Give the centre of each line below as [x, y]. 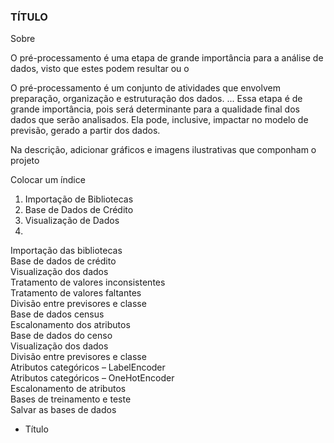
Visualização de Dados [72, 221]
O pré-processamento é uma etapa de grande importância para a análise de [167, 58]
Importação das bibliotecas [66, 251]
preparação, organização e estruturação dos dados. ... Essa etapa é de [156, 99]
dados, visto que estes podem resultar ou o [100, 69]
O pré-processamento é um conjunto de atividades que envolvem [145, 88]
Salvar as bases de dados [63, 410]
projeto [25, 161]
